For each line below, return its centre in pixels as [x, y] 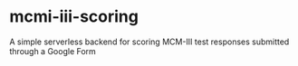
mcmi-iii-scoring [74, 17]
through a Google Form [53, 51]
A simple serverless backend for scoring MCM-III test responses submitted [149, 42]
